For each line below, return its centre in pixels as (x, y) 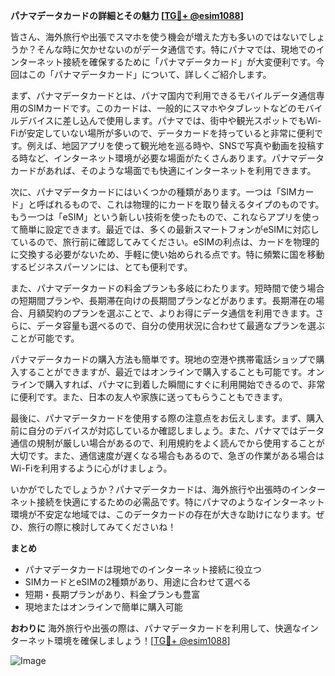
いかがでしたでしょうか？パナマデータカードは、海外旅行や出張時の (150, 489)
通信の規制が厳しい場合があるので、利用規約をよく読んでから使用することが (167, 443)
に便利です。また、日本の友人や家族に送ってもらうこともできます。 (149, 397)
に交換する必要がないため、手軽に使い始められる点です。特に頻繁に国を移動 (167, 254)
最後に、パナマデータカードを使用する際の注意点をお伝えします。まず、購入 (167, 418)
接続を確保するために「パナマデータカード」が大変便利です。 (189, 62)
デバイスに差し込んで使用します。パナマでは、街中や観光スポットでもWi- (170, 120)
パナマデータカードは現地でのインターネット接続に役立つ (143, 569)
